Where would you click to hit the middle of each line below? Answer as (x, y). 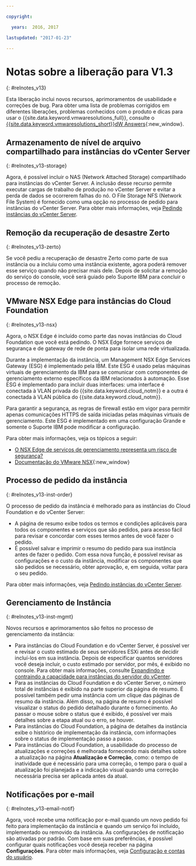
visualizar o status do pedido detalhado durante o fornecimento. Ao (96, 708)
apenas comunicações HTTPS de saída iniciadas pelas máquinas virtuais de (98, 414)
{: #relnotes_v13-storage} (37, 166)
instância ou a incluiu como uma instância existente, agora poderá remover (97, 264)
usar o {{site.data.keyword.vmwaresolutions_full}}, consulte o (80, 118)
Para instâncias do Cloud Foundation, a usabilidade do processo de (96, 745)
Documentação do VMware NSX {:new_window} (72, 462)
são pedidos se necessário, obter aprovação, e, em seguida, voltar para (101, 567)
